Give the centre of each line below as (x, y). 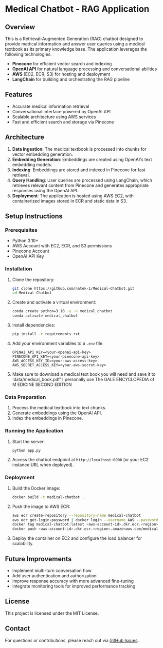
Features (19, 94)
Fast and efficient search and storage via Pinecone (63, 122)
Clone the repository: (33, 280)
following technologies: (28, 54)
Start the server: (28, 441)
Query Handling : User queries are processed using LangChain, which (82, 180)
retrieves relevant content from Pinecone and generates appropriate (80, 185)
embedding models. (32, 164)
